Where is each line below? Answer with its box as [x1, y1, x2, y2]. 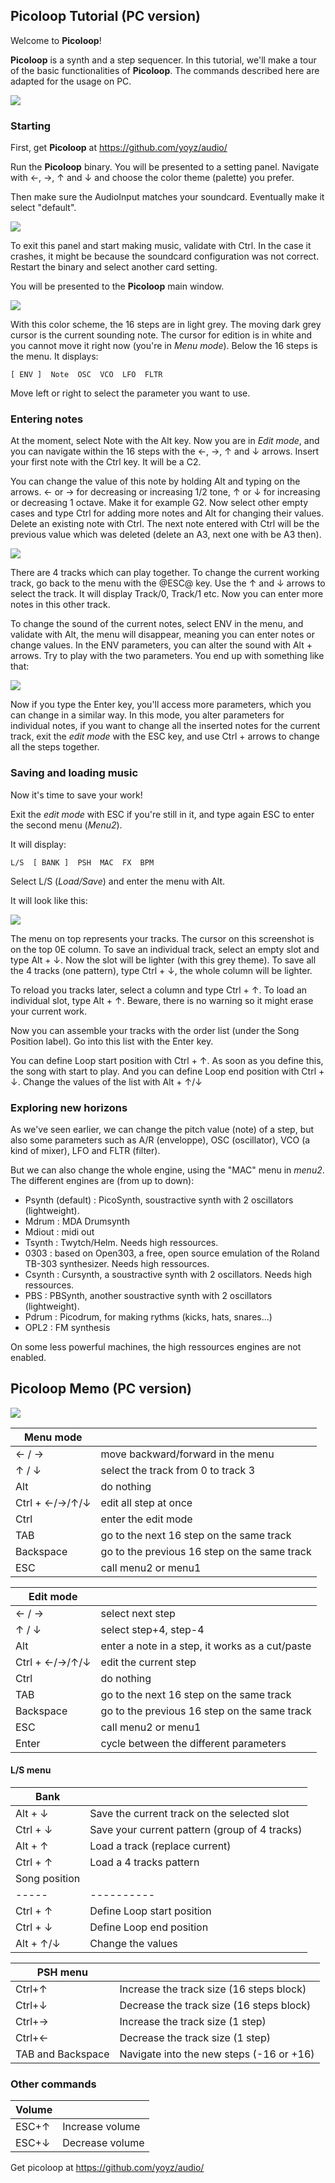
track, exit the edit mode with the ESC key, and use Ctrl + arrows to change [10, 730, 320, 743]
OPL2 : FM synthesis [24, 1322, 111, 1333]
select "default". [10, 202, 77, 214]
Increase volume [62, 2120, 141, 2134]
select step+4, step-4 [100, 1622, 205, 1636]
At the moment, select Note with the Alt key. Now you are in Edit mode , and [10, 435, 320, 447]
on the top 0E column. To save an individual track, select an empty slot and [10, 943, 320, 955]
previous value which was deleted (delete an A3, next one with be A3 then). [10, 529, 322, 541]
